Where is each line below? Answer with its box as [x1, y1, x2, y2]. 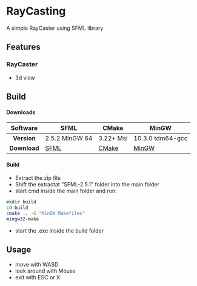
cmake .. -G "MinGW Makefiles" [6, 211, 85, 217]
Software [10, 124, 38, 132]
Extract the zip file [15, 174, 61, 182]
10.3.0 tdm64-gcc [133, 134, 188, 143]
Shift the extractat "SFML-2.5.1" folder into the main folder [15, 181, 159, 188]
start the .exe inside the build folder [15, 226, 104, 234]
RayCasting [6, 4, 66, 18]
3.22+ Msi [98, 134, 128, 143]
